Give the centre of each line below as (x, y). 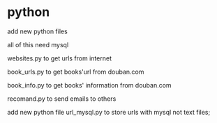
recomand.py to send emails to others (62, 99)
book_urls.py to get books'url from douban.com (76, 72)
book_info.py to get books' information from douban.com (90, 85)
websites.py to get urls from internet (59, 58)
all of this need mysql (38, 44)
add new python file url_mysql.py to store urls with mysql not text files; (109, 112)
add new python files (37, 31)
